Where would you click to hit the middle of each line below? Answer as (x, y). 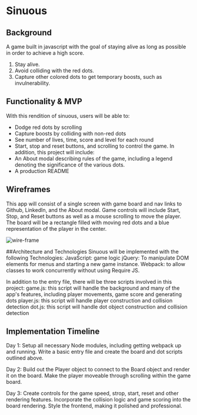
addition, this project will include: (55, 152)
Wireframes (29, 190)
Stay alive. (27, 64)
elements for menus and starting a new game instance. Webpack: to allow (96, 264)
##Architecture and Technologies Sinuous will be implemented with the (93, 251)
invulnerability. (32, 83)
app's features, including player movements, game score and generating (94, 294)
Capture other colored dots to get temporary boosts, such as (88, 77)
